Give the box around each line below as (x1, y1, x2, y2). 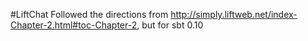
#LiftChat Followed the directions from (10, 9, 169, 20)
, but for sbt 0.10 (136, 19, 204, 31)
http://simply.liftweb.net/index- (170, 9, 298, 20)
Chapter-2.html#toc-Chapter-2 (10, 19, 138, 31)
